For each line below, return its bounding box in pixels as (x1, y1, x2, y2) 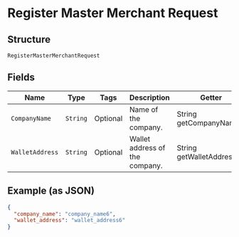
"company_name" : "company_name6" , (14, 210, 116, 218)
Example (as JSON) (7, 185, 95, 197)
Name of (129, 105, 159, 115)
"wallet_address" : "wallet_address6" (14, 217, 126, 224)
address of (129, 142, 166, 152)
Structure (7, 33, 51, 46)
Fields (7, 71, 36, 83)
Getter (200, 93, 223, 102)
